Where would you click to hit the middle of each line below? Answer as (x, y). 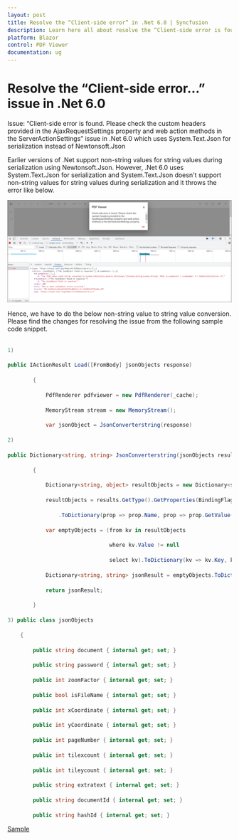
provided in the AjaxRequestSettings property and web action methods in (115, 131)
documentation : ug (34, 53)
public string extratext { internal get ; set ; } (106, 785)
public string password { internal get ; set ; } (105, 665)
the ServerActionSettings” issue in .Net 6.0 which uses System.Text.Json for (119, 138)
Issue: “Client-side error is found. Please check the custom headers (107, 123)
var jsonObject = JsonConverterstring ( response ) (119, 425)
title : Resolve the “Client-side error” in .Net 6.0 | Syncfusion (108, 22)
